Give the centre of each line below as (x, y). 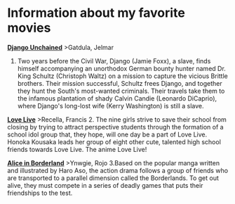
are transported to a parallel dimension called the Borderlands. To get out (113, 178)
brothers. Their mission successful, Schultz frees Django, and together (120, 83)
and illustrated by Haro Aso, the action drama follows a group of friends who (118, 170)
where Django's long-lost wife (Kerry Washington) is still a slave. (110, 106)
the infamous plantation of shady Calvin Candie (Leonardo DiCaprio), (117, 98)
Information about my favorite (96, 13)
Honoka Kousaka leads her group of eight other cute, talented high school (114, 141)
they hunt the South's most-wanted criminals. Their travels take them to (121, 91)
